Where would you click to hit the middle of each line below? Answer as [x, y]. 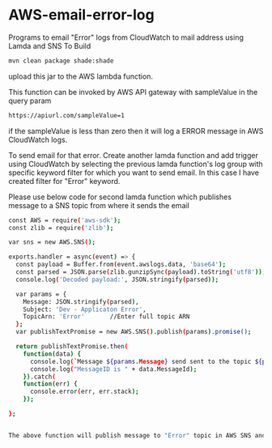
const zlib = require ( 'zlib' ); [61, 228]
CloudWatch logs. [38, 139]
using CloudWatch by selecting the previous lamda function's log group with [136, 164]
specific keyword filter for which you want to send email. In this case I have [134, 173]
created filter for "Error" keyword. [64, 181]
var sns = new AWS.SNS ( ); [52, 242]
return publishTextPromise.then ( [72, 347]
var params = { [41, 294]
